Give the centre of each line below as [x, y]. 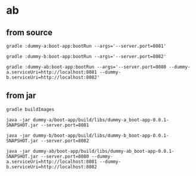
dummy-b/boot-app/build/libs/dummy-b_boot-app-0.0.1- [101, 135]
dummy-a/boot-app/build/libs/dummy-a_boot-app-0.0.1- [101, 120]
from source [29, 33]
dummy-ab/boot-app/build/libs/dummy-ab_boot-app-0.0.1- [103, 151]
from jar [21, 96]
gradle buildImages [30, 109]
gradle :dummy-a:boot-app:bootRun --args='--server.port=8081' [86, 46]
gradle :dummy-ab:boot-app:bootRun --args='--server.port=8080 [86, 67]
